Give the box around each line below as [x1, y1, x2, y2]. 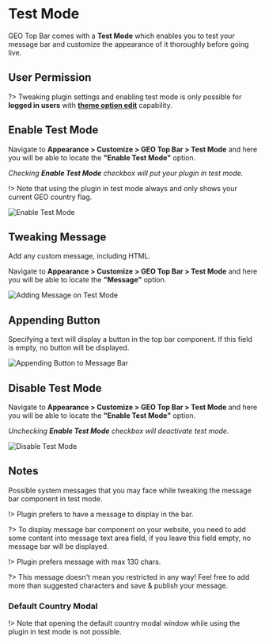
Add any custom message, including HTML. [8, 251, 151, 261]
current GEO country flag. [8, 192, 93, 201]
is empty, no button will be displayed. [8, 343, 130, 353]
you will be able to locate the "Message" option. [8, 275, 167, 285]
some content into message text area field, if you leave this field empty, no [8, 533, 252, 542]
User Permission [8, 71, 92, 84]
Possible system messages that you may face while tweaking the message [8, 485, 252, 495]
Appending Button [8, 313, 100, 327]
